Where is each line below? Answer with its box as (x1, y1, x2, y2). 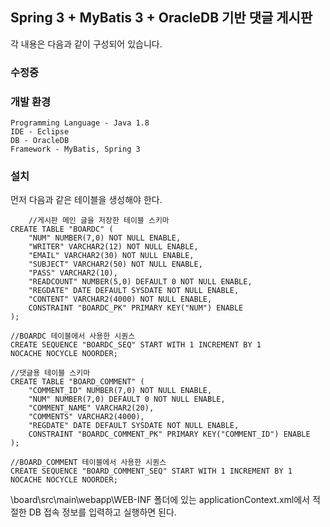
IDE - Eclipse (10, 127, 70, 137)
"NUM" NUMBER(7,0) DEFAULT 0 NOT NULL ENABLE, (28, 394, 226, 405)
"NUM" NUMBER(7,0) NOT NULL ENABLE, (28, 233, 182, 243)
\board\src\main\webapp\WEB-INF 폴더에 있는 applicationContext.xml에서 (10, 494, 311, 506)
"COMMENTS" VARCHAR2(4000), (28, 412, 145, 422)
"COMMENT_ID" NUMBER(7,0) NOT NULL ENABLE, (28, 386, 213, 396)
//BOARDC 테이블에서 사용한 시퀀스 (10, 331, 136, 342)
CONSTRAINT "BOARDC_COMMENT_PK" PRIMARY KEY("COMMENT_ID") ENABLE (28, 429, 311, 440)
